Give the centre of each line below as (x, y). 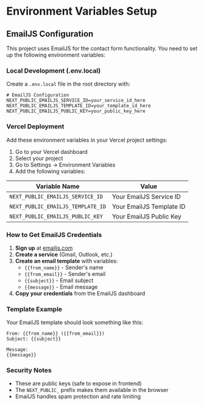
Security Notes (29, 371)
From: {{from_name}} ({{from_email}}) (55, 334)
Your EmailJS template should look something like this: (75, 322)
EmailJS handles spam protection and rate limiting (78, 397)
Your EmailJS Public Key (146, 216)
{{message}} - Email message (61, 287)
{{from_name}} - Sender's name (64, 267)
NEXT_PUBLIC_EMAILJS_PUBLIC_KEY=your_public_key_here (76, 111)
